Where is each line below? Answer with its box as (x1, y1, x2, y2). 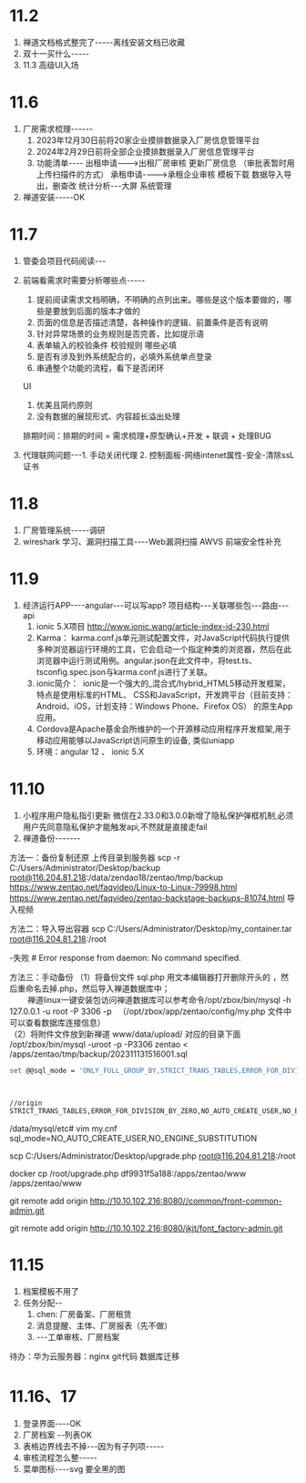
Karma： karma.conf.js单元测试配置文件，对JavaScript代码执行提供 (36, 632, 290, 643)
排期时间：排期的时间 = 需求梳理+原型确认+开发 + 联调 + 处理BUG (22, 430, 271, 441)
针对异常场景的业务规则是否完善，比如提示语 (36, 328, 205, 339)
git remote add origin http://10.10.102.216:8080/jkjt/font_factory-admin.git (9, 1222, 283, 1234)
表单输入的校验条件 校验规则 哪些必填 (36, 339, 178, 351)
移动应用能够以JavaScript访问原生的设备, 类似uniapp (36, 734, 235, 745)
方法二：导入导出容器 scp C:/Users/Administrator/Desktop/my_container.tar (9, 923, 293, 934)
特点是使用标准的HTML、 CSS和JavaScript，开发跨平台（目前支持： (36, 689, 293, 700)
